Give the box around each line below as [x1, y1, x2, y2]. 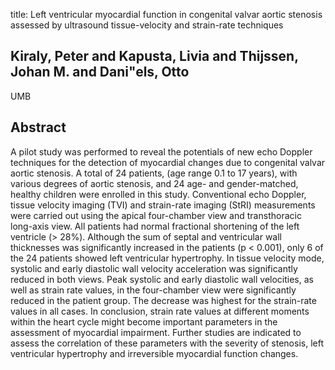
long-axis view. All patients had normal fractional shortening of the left [10, 220, 300, 232]
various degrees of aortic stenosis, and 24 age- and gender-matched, [10, 177, 299, 189]
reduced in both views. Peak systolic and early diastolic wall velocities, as [10, 273, 314, 285]
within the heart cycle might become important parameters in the [10, 315, 278, 328]
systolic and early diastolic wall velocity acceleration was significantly [10, 262, 298, 274]
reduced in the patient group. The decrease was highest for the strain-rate [10, 294, 317, 306]
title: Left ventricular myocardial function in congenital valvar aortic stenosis [10, 9, 323, 20]
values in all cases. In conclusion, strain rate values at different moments [10, 305, 310, 317]
